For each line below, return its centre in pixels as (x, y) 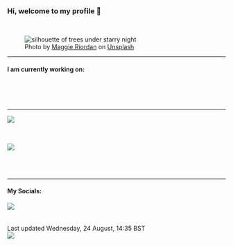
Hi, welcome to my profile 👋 (54, 11)
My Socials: (25, 191)
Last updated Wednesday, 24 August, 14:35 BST (76, 228)
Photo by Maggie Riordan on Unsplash (79, 47)
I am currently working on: (46, 69)
